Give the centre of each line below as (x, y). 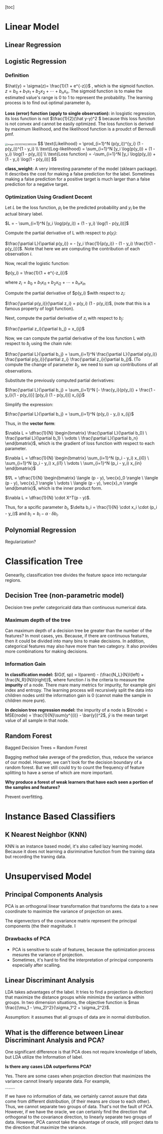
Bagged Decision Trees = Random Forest (46, 748)
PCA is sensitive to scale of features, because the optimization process (83, 949)
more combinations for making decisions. (46, 652)
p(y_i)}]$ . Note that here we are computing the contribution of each (72, 248)
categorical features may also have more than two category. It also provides (81, 646)
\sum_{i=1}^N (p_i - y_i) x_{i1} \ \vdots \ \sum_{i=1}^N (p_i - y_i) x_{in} (73, 463)
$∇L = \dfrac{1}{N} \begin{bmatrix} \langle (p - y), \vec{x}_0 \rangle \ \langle (81, 478)
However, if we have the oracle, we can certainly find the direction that (76, 1112)
